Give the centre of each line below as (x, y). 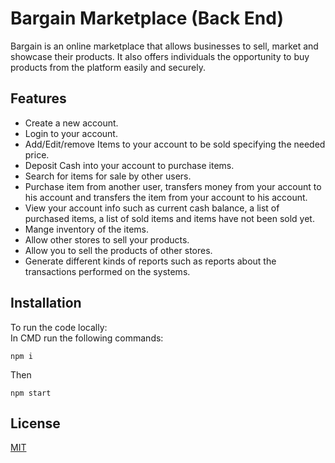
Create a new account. (71, 123)
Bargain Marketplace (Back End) (147, 18)
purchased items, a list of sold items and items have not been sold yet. (169, 218)
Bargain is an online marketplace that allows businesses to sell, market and (164, 46)
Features (38, 98)
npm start (31, 393)
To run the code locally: (59, 327)
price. (37, 154)
